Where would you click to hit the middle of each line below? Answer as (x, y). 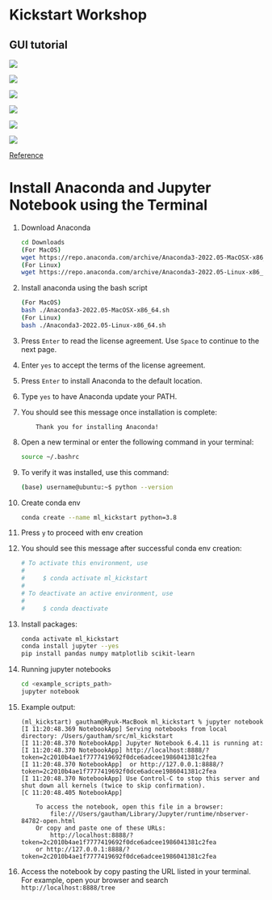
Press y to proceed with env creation (82, 533)
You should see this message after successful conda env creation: (131, 549)
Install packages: (49, 624)
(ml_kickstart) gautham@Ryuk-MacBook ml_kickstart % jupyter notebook (142, 722)
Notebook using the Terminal (109, 205)
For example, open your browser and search (94, 880)
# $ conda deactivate (64, 609)
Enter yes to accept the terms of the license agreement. (113, 365)
